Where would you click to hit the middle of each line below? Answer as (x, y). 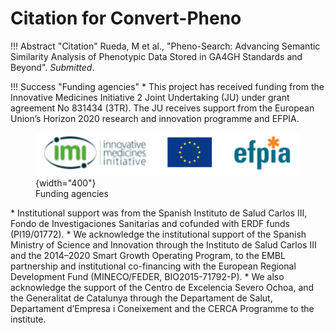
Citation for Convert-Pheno (126, 18)
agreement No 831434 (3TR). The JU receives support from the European (162, 108)
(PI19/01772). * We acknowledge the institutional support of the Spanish (158, 234)
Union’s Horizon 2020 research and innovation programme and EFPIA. (155, 118)
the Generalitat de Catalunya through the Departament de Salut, (141, 298)
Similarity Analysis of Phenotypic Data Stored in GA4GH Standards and (156, 56)
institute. (28, 319)
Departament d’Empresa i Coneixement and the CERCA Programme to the (162, 308)
